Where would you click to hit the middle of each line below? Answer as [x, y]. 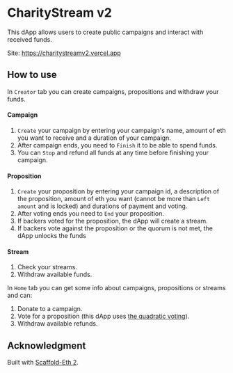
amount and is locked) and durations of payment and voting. [102, 206]
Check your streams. [47, 267]
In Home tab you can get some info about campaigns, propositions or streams [116, 288]
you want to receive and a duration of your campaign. [94, 138]
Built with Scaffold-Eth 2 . [43, 363]
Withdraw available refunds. [57, 324]
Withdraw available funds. [55, 275]
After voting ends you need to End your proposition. [91, 214]
